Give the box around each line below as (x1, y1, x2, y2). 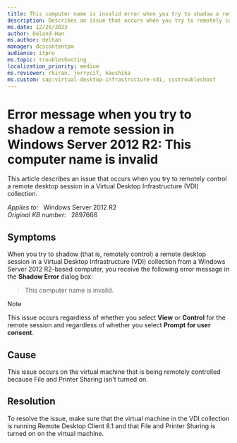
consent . (7, 329, 34, 337)
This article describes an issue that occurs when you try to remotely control (7, 174, 227, 183)
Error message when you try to (7, 107, 192, 122)
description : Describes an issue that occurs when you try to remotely (7, 17, 222, 24)
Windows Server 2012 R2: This (7, 136, 192, 152)
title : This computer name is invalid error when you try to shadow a (7, 10, 219, 18)
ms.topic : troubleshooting (7, 56, 87, 63)
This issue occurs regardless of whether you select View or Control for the (7, 313, 226, 322)
